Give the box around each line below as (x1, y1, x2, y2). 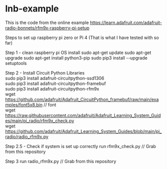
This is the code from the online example (5, 19, 89, 25)
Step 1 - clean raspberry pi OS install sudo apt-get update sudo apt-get (5, 49, 152, 55)
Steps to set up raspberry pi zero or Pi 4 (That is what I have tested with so (5, 34, 160, 40)
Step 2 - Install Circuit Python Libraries (5, 69, 85, 75)
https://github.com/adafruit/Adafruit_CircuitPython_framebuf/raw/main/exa (5, 96, 159, 102)
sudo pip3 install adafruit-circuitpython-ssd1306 (5, 75, 105, 81)
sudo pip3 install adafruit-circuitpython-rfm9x (5, 85, 100, 91)
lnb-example (5, 3, 59, 14)
